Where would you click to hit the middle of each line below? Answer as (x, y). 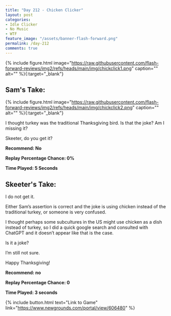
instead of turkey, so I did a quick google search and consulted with (77, 228)
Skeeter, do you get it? (29, 139)
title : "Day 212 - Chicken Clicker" (44, 10)
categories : (18, 19)
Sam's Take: (25, 90)
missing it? (17, 128)
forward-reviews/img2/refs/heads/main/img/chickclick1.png (69, 68)
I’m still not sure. (23, 253)
